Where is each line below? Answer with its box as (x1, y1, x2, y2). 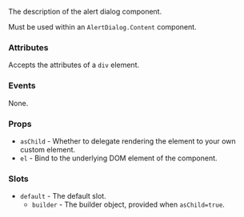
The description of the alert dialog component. (8, 7, 162, 16)
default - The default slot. (19, 191, 106, 201)
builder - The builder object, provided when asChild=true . (31, 199, 226, 210)
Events (8, 80, 36, 91)
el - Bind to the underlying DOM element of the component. (19, 153, 218, 163)
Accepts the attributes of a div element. (8, 60, 140, 70)
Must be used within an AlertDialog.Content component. (8, 22, 198, 31)
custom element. (19, 144, 76, 154)
